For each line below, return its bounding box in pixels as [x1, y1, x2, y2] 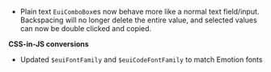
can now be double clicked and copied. [19, 24, 152, 33]
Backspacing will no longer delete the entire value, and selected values [19, 15, 257, 25]
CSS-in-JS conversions [8, 39, 89, 49]
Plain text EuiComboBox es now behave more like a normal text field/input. [19, 7, 260, 16]
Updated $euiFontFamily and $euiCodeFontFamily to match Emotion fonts [19, 55, 263, 64]
